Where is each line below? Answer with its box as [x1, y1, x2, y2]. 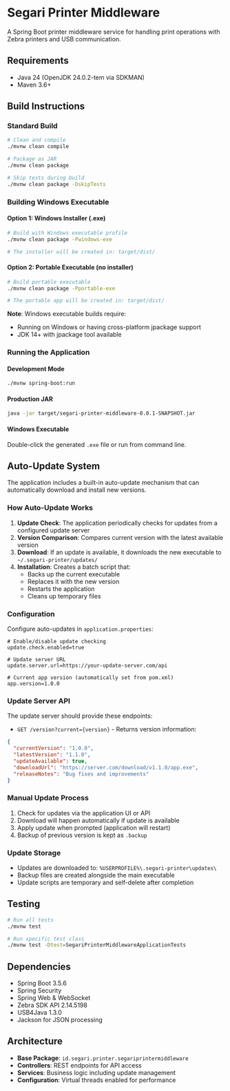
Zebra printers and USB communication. [7, 34, 122, 43]
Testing [7, 898, 41, 910]
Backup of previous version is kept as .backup [17, 831, 147, 839]
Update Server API [7, 696, 71, 705]
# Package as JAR [7, 156, 57, 163]
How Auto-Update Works [7, 503, 94, 512]
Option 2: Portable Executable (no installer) [7, 263, 134, 271]
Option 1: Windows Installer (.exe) [7, 214, 106, 222]
